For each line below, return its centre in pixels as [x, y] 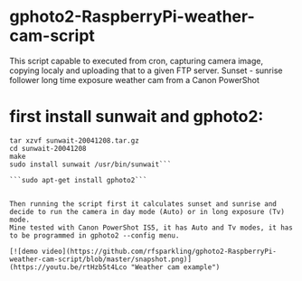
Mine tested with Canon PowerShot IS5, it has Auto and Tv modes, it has [151, 228]
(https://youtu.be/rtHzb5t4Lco [68, 267]
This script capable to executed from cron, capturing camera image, [137, 61]
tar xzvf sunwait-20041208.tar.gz [75, 140]
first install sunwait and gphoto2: [137, 117]
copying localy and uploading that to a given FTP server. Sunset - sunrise [146, 70]
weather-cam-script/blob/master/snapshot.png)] [101, 259]
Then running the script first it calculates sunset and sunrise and [143, 204]
